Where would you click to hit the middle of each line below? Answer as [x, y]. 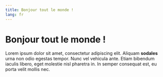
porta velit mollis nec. [28, 69]
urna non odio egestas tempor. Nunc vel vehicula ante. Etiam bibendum [80, 59]
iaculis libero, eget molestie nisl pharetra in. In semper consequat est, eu [81, 64]
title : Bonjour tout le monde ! [39, 10]
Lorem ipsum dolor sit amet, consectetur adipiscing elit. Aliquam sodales [82, 53]
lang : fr [14, 15]
